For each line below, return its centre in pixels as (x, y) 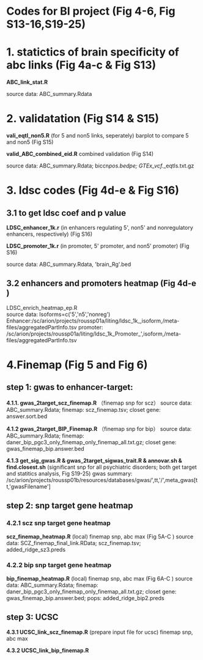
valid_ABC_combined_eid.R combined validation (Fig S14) (80, 154)
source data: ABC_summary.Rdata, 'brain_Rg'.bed (69, 265)
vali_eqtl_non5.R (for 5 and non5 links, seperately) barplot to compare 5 (98, 136)
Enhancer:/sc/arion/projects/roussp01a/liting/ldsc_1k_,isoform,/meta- (93, 321)
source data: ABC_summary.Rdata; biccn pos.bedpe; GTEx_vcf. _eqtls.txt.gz (100, 166)
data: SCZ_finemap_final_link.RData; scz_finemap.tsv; (74, 543)
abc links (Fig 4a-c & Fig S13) (81, 65)
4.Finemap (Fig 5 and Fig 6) (77, 365)
